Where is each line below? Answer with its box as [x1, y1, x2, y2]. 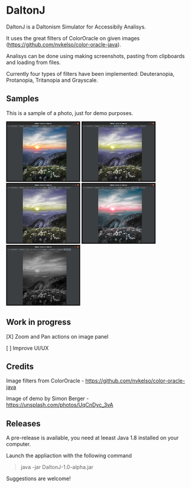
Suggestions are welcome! [6, 475, 71, 482]
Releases [6, 419, 41, 429]
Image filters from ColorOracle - [6, 377, 85, 384]
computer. [6, 441, 31, 448]
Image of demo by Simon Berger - [6, 395, 89, 402]
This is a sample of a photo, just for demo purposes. [6, 109, 134, 116]
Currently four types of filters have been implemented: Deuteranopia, [6, 70, 174, 77]
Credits [6, 362, 34, 372]
